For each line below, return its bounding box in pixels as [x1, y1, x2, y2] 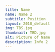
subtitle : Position [5, 16, 46, 21]
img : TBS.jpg [5, 26, 32, 31]
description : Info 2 [5, 40, 48, 45]
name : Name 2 [5, 12, 32, 17]
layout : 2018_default [5, 21, 50, 26]
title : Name [5, 7, 30, 12]
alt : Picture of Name [5, 35, 50, 40]
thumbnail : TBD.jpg [5, 30, 46, 35]
